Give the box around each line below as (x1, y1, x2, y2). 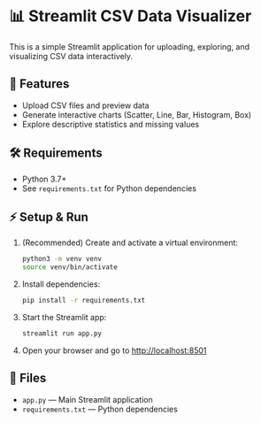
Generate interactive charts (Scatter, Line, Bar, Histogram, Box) (21, 109, 252, 119)
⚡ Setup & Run (9, 209, 88, 225)
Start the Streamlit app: (21, 312, 107, 322)
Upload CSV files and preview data (21, 100, 150, 111)
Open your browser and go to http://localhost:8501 (21, 345, 207, 356)
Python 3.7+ (21, 173, 67, 184)
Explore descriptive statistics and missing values (21, 119, 200, 129)
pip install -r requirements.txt (21, 296, 146, 305)
